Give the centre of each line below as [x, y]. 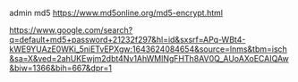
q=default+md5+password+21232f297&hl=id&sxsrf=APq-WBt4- [128, 40]
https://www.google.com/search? [71, 30]
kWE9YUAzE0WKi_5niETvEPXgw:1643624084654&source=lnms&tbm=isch [149, 49]
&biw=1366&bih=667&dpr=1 [60, 68]
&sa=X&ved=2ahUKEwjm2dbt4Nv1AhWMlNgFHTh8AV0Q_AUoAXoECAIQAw [149, 58]
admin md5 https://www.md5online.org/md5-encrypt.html [116, 13]
